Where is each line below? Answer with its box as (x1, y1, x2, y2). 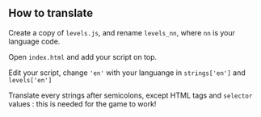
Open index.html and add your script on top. (8, 52, 158, 61)
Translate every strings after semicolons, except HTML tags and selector (8, 90, 253, 100)
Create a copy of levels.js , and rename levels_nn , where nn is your (8, 27, 236, 37)
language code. (8, 36, 61, 46)
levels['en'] (8, 76, 53, 84)
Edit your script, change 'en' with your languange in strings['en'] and (8, 68, 246, 77)
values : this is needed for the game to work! (8, 98, 157, 108)
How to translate (8, 6, 94, 20)
